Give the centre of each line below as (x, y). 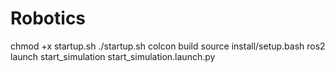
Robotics (48, 18)
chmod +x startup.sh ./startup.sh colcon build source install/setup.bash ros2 (168, 46)
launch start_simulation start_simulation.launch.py (113, 56)
